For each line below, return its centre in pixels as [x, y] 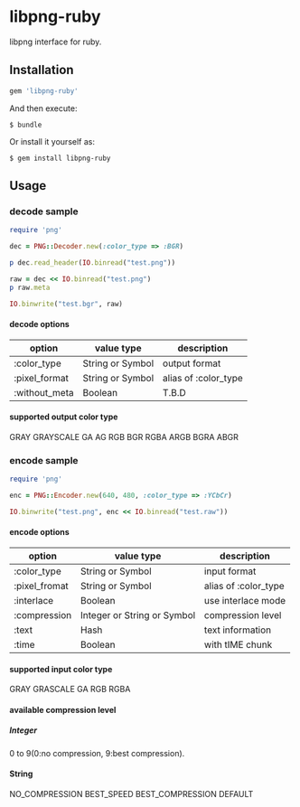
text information [238, 630]
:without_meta [44, 392]
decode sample [44, 211]
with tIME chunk [238, 645]
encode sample [44, 460]
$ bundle [26, 125]
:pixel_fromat [42, 586]
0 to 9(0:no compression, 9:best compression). [97, 753]
